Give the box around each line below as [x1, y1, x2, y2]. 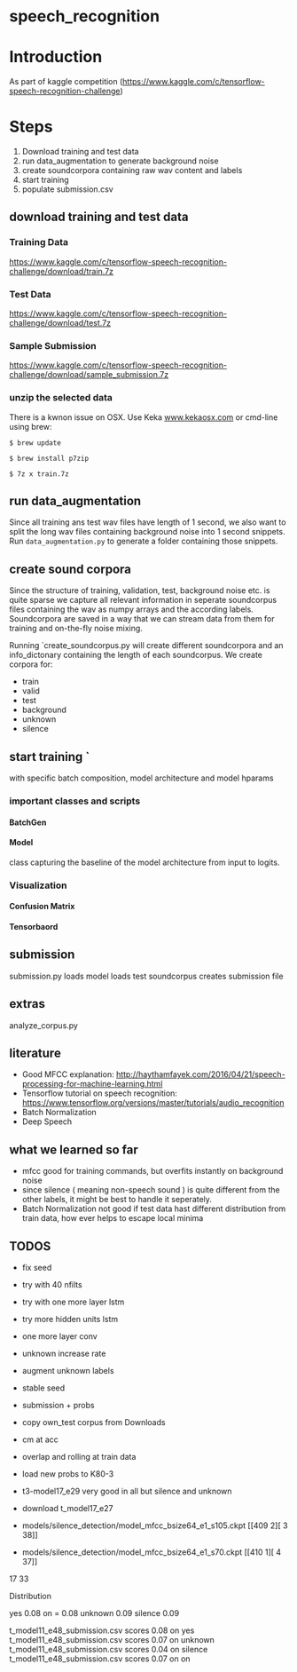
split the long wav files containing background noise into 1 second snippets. [9, 527, 285, 537]
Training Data [9, 236, 69, 249]
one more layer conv [21, 1330, 98, 1342]
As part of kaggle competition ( [9, 76, 123, 87]
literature [9, 1045, 62, 1060]
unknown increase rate [21, 1348, 106, 1359]
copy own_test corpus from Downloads [21, 1416, 166, 1427]
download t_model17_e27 [21, 1502, 113, 1513]
